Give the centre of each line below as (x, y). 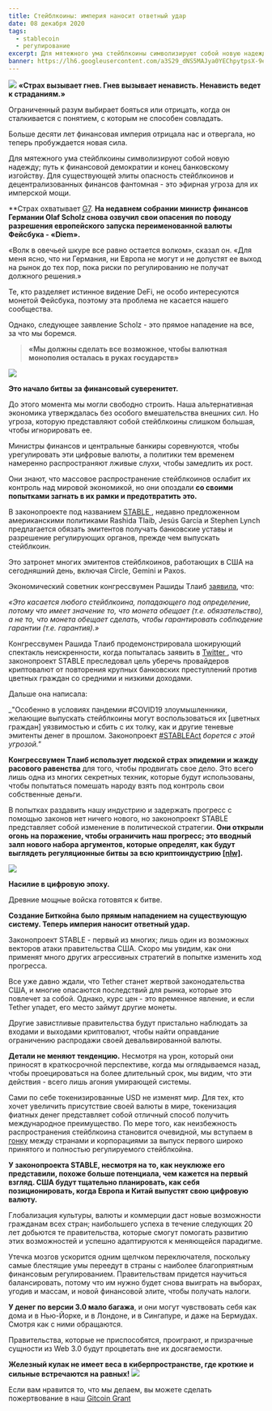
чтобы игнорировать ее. (51, 430)
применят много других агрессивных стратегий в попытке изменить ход (135, 957)
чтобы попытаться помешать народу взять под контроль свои (116, 785)
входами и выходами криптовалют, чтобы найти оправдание (114, 1031)
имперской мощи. (40, 192)
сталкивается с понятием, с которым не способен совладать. (116, 118)
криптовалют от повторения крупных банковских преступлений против (133, 669)
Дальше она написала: (48, 694)
